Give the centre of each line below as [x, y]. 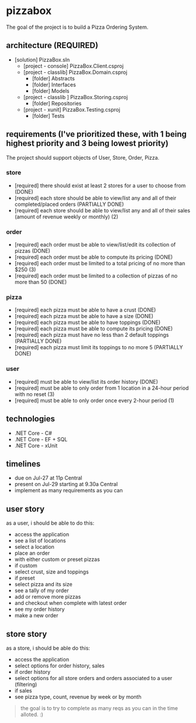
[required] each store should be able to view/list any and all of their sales [102, 210]
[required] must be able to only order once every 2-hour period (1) [94, 400]
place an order [32, 553]
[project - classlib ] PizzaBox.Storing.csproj [75, 97]
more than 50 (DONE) [41, 282]
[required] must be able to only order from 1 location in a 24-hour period [102, 388]
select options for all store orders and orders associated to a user [93, 678]
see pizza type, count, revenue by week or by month [78, 697]
